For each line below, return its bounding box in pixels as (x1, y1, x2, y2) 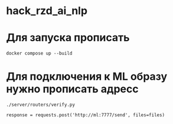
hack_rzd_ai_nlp (6, 4, 87, 18)
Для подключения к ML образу (6, 70, 168, 83)
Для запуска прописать (6, 31, 130, 45)
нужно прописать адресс (6, 82, 139, 96)
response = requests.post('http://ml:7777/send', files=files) (6, 112, 165, 118)
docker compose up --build (6, 51, 73, 56)
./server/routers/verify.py (6, 102, 76, 108)
